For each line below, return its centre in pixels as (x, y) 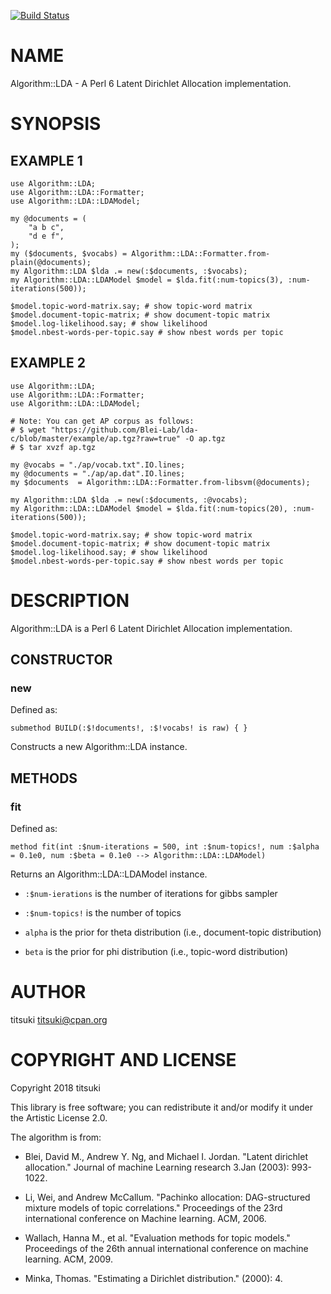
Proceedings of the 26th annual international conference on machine (166, 1248)
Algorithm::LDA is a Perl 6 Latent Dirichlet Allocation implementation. (151, 628)
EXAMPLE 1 (46, 160)
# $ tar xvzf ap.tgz (53, 447)
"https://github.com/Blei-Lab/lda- (124, 430)
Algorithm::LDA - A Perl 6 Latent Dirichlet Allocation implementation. (151, 83)
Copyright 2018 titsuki (55, 1087)
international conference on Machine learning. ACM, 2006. (145, 1218)
